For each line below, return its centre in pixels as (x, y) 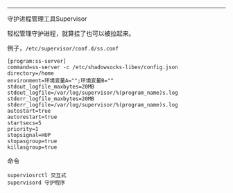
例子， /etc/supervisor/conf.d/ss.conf (63, 48)
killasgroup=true (32, 147)
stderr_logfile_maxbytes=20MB (51, 99)
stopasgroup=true (32, 141)
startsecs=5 (24, 123)
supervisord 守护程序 (36, 183)
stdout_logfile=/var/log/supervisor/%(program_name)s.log (93, 93)
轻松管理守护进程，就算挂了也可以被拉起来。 (71, 33)
